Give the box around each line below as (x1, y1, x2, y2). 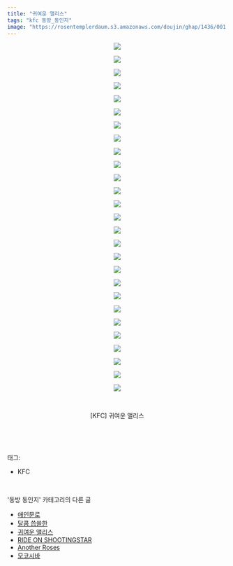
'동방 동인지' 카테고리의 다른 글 (7, 495, 91, 504)
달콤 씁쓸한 (17, 519, 48, 527)
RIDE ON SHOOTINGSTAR (17, 536, 92, 544)
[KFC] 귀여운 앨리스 (90, 411, 144, 420)
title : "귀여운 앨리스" (7, 10, 68, 18)
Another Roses (17, 544, 61, 552)
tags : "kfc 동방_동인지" (7, 17, 72, 24)
